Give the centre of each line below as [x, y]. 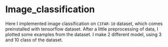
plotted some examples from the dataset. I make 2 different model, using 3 [83, 34]
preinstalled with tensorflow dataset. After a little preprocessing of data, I [82, 29]
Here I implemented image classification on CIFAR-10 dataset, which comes [84, 24]
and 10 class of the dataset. [34, 40]
